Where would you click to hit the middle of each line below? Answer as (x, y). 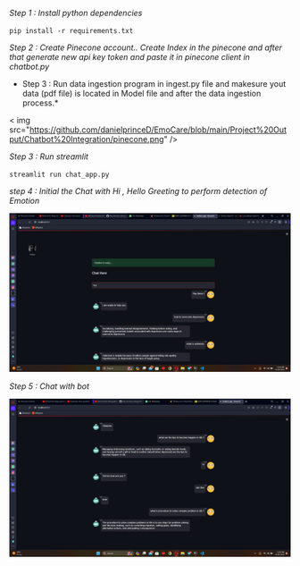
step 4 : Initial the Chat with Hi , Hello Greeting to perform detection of (138, 191)
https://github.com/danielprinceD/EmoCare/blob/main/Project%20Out (158, 130)
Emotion (25, 201)
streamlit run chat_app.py (59, 174)
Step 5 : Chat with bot (50, 386)
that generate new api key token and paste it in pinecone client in (129, 57)
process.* (40, 103)
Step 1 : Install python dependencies (76, 13)
